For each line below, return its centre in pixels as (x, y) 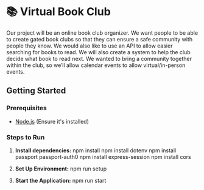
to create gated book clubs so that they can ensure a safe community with (100, 39)
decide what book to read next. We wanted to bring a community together (99, 58)
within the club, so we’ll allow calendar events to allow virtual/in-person (96, 65)
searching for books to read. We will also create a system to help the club (98, 52)
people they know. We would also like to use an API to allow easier (90, 46)
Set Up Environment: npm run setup (61, 169)
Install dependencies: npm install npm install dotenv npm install (96, 150)
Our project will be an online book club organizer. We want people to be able (102, 33)
